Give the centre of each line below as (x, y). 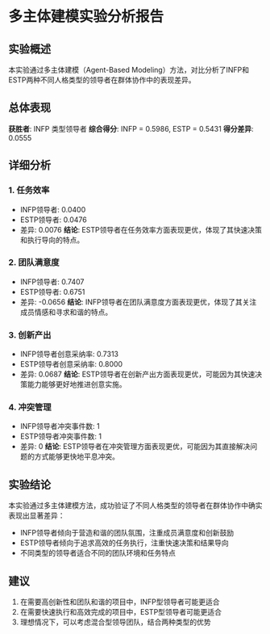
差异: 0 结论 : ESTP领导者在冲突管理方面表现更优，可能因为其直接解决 (135, 447)
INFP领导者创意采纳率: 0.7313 (69, 354)
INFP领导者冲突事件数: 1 (60, 426)
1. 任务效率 (29, 191)
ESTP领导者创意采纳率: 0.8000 (71, 364)
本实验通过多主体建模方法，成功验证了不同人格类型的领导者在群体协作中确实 (135, 506)
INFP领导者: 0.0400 (53, 209)
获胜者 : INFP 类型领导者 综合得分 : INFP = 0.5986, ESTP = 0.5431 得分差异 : (131, 128)
